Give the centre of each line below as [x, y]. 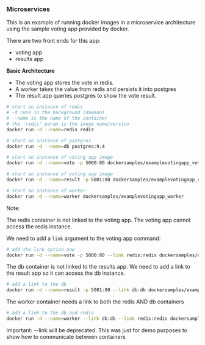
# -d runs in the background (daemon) [56, 113]
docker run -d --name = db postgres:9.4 [56, 146]
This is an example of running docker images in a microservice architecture [101, 23]
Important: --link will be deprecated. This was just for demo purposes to [97, 330]
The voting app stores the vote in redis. [64, 83]
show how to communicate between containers [66, 336]
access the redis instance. [39, 226]
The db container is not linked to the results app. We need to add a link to [98, 267]
